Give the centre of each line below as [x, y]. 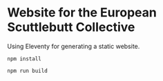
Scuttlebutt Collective [71, 27]
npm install [24, 59]
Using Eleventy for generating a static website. [74, 46]
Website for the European [82, 13]
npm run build [28, 71]
